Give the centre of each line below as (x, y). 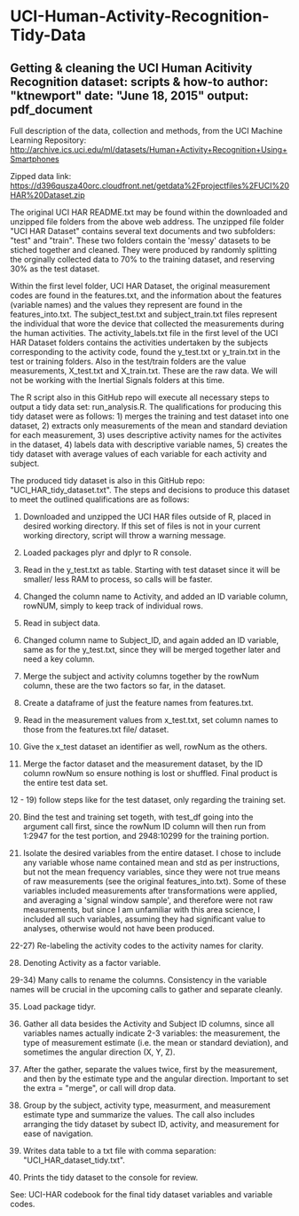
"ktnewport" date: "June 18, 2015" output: (130, 95)
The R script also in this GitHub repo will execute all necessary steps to (140, 397)
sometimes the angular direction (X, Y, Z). (99, 1052)
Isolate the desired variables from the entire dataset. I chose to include (152, 853)
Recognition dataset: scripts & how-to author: (139, 82)
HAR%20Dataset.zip (47, 195)
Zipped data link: (41, 176)
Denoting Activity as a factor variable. (92, 963)
